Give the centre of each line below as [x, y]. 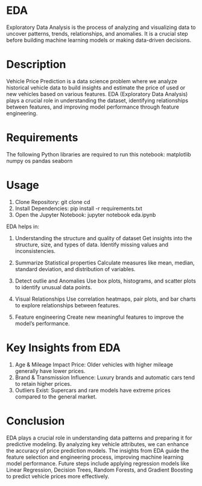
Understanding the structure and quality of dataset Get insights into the [103, 238]
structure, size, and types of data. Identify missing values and [92, 245]
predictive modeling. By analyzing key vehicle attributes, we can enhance [97, 444]
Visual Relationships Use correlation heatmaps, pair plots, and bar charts [105, 299]
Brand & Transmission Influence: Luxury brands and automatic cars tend [105, 377]
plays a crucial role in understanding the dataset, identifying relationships [97, 100]
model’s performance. [42, 323]
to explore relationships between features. [68, 305]
